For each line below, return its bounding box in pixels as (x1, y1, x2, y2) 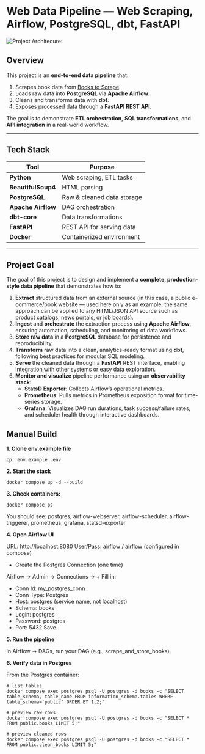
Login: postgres (15, 611, 55, 618)
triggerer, (6, 519, 30, 527)
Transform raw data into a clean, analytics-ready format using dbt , (15, 346, 184, 354)
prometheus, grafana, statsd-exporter (31, 519, 126, 527)
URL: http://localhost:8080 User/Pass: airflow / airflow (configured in (6, 543, 179, 551)
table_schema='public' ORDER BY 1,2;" (6, 699, 105, 705)
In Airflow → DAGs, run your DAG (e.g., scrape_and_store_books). (6, 648, 171, 655)
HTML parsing (62, 183, 103, 191)
